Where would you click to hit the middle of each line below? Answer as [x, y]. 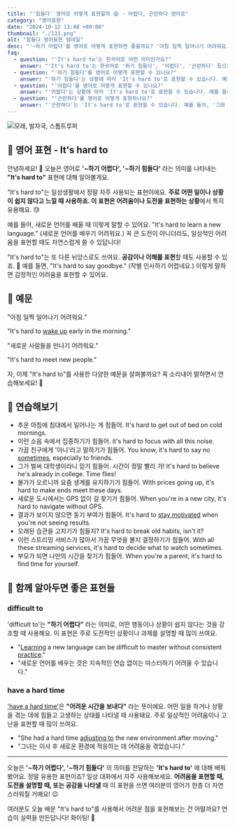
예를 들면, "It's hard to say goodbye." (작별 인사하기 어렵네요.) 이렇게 [117, 265]
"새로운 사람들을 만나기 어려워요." [53, 345]
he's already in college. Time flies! [67, 474]
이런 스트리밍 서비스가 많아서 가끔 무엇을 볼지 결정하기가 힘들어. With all [116, 540]
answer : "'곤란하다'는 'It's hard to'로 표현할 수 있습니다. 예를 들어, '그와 [123, 105]
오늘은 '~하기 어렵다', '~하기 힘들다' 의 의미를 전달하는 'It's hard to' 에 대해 [110, 768]
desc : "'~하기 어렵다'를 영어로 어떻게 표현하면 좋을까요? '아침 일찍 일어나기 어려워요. [118, 46]
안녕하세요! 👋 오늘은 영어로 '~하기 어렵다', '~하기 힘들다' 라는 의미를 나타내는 [112, 168]
